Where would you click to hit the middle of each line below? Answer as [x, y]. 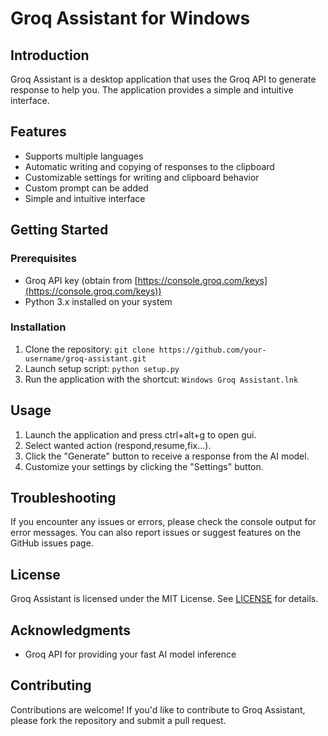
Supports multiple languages [84, 156]
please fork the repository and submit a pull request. [118, 720]
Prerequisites [43, 259]
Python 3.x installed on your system [98, 301]
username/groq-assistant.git [85, 358]
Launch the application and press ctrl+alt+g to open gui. [140, 434]
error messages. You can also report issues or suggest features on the [156, 533]
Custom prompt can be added [86, 188]
